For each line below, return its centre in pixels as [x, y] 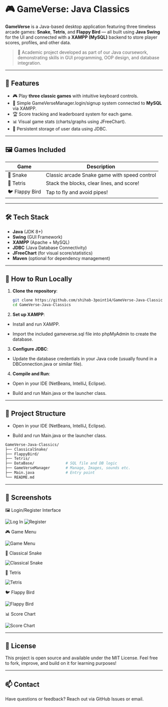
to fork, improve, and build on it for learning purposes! [61, 663]
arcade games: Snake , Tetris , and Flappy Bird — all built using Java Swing [83, 32]
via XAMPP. [24, 108]
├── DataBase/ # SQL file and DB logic [61, 463]
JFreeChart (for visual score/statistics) [52, 253]
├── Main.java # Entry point [50, 473]
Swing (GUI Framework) [37, 237]
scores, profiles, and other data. [38, 42]
